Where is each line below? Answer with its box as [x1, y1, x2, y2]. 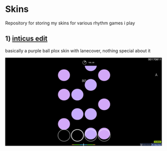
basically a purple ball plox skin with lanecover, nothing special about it [5, 47, 151, 53]
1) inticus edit [5, 34, 48, 43]
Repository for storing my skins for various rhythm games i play [5, 20, 135, 26]
